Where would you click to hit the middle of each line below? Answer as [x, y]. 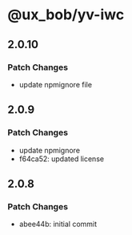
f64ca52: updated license [62, 159]
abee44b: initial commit [58, 224]
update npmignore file [56, 84]
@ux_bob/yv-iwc [66, 15]
